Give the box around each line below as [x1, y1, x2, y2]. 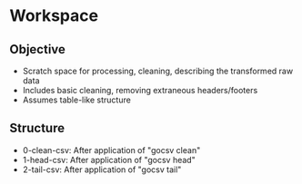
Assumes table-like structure [22, 94, 132, 105]
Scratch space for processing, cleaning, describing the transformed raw [22, 65, 294, 76]
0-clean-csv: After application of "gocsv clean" [22, 144, 201, 155]
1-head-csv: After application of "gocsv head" [22, 154, 196, 165]
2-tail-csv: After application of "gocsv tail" [22, 164, 182, 175]
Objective [9, 42, 66, 57]
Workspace [9, 5, 98, 26]
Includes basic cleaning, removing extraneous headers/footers [22, 85, 258, 95]
